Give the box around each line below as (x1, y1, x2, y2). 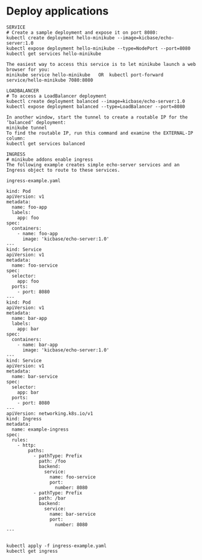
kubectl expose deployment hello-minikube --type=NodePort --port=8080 (6, 45, 191, 51)
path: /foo (38, 458, 67, 464)
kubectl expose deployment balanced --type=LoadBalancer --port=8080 (6, 103, 186, 109)
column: (6, 135, 26, 142)
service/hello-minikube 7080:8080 (6, 77, 94, 83)
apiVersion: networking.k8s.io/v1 (6, 410, 94, 417)
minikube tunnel (6, 125, 47, 131)
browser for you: (6, 67, 50, 73)
